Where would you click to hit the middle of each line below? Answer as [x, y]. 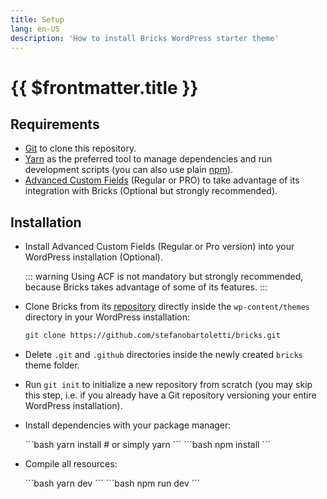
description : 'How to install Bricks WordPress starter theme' [145, 38]
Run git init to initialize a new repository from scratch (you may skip [168, 385]
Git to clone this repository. [80, 148]
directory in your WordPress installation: [107, 317]
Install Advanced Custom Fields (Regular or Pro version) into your [159, 247]
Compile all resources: [71, 464]
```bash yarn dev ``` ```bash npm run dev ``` [112, 483]
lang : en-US [35, 29]
